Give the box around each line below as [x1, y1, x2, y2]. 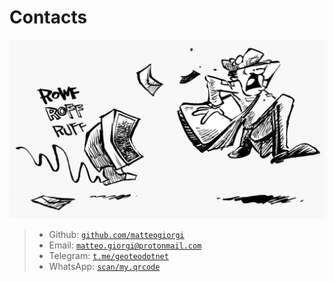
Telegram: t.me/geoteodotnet [48, 250, 169, 262]
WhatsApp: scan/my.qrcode [48, 261, 161, 273]
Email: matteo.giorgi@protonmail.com [48, 239, 202, 251]
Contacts [9, 6, 88, 29]
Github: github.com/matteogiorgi [48, 229, 185, 241]
